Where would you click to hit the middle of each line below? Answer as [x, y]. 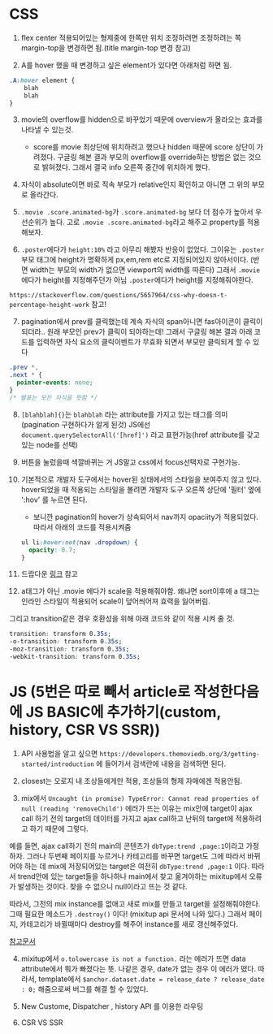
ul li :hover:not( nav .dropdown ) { [79, 542]
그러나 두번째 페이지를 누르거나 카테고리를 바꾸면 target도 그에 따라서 [136, 856]
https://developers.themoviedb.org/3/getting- [180, 754]
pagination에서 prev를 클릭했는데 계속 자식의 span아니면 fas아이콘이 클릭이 [142, 322]
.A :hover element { [42, 80]
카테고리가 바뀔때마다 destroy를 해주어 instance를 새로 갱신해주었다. [129, 924]
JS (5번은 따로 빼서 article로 [100, 692]
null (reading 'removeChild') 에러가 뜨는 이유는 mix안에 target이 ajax [136, 808]
